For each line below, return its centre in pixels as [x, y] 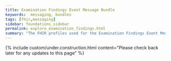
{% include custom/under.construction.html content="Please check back [82, 48]
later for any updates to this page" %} [45, 53]
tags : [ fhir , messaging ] [31, 19]
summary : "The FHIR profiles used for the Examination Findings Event [82, 33]
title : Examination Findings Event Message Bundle [60, 10]
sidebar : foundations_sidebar [37, 24]
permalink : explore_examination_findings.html [55, 29]
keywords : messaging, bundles [38, 15]
